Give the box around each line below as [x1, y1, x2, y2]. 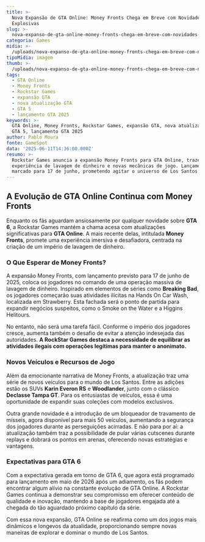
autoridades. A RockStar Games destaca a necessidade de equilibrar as [6, 336, 190, 344]
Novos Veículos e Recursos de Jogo [6, 358, 115, 366]
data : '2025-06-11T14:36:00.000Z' [6, 145, 95, 152]
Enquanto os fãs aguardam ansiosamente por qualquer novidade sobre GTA [6, 217, 197, 224]
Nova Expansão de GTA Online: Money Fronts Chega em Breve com [12, 15, 176, 21]
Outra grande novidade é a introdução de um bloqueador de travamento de [6, 410, 196, 417]
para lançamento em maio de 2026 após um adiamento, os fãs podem [6, 478, 183, 485]
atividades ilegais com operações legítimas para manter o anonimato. [6, 342, 187, 350]
